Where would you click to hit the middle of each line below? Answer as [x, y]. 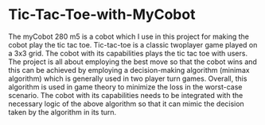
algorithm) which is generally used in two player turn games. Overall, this [128, 78]
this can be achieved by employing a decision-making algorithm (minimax [129, 70]
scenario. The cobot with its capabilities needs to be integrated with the [126, 95]
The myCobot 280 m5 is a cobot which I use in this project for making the [129, 36]
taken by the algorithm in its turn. [62, 112]
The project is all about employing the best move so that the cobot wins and [132, 62]
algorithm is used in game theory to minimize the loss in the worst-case [125, 87]
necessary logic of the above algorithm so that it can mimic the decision [126, 104]
